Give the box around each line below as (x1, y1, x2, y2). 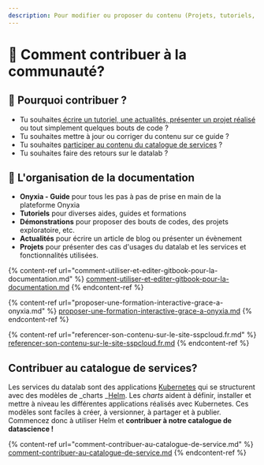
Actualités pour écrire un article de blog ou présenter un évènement (19, 234, 243, 243)
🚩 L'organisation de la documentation (8, 171, 195, 185)
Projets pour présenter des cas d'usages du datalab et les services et (19, 242, 247, 252)
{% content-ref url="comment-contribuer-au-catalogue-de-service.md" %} (8, 440, 254, 449)
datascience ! (8, 424, 54, 434)
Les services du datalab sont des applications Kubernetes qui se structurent (8, 382, 255, 392)
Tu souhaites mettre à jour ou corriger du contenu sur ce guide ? (19, 131, 230, 141)
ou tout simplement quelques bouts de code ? (19, 123, 169, 133)
